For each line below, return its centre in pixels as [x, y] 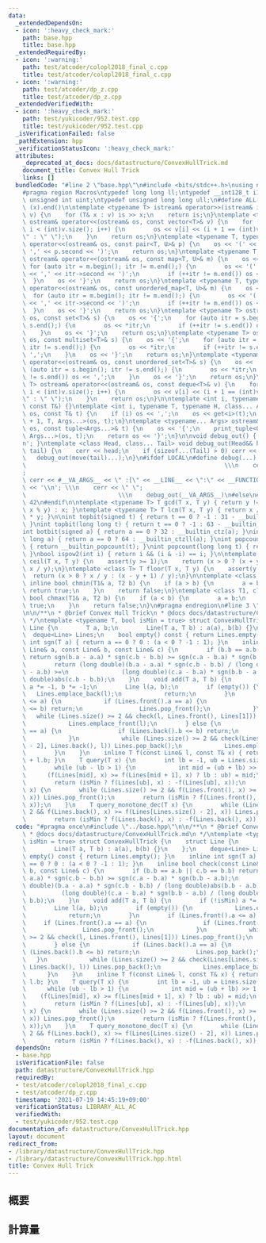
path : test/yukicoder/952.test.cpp [81, 119]
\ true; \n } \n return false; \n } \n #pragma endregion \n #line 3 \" [141, 605]
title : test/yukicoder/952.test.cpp [83, 126]
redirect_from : [33, 1144]
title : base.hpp [49, 45]
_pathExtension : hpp [49, 141]
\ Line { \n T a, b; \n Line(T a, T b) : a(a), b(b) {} [138, 627]
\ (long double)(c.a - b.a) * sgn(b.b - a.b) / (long [129, 893]
